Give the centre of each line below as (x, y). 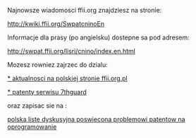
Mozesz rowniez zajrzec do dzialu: (57, 65)
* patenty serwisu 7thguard (47, 92)
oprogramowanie (32, 127)
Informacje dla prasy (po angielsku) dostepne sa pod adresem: (99, 37)
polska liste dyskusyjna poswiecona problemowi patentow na (96, 119)
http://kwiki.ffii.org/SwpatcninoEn (56, 24)
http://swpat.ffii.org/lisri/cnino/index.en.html (71, 51)
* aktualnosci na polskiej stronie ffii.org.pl (68, 78)
